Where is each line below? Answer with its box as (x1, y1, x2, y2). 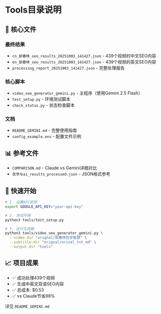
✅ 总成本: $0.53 (12, 287, 44, 293)
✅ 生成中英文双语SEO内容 (12, 281, 64, 286)
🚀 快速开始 (5, 187, 36, 195)
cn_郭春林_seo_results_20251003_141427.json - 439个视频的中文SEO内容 (12, 53, 156, 59)
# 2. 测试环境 (5, 213, 31, 218)
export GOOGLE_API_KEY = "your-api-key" (5, 204, 83, 209)
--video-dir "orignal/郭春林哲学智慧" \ (9, 235, 87, 240)
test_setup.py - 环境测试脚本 (12, 96, 71, 102)
